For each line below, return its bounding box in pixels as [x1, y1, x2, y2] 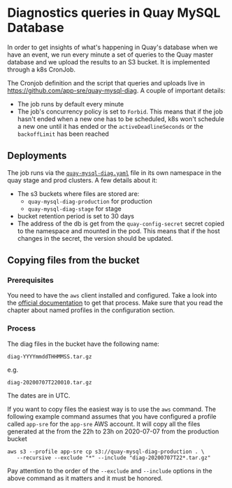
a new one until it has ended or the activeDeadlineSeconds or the [17, 122, 204, 130]
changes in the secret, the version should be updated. [17, 234, 173, 242]
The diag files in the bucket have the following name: [7, 340, 159, 348]
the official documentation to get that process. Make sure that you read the [7, 299, 224, 307]
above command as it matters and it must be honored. [7, 474, 163, 482]
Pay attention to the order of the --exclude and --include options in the [7, 466, 212, 475]
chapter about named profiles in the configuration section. [7, 306, 175, 314]
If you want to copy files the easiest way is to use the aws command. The [7, 405, 217, 413]
